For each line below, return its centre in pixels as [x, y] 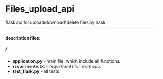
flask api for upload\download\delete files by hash [55, 22]
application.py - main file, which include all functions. [66, 61]
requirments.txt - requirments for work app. [57, 66]
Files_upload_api [40, 9]
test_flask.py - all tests [36, 71]
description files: [23, 38]
